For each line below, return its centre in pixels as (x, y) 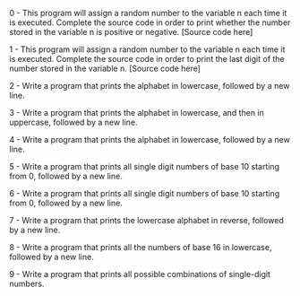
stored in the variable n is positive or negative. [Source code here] (131, 32)
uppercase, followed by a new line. (73, 122)
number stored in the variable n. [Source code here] (105, 68)
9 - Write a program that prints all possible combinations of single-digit (140, 274)
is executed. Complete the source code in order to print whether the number (150, 22)
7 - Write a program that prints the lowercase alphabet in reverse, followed (146, 220)
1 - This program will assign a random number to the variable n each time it (147, 49)
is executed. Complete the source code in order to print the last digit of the (147, 59)
